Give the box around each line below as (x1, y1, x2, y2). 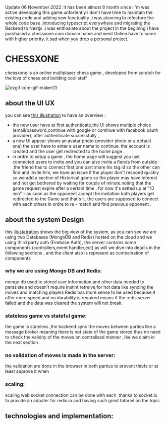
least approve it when (5, 368, 50, 374)
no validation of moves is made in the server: (5, 352, 115, 359)
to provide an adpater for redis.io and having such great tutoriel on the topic (5, 397, 160, 403)
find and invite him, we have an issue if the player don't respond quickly (12, 169, 160, 175)
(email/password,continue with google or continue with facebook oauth (12, 127, 159, 133)
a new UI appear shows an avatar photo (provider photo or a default (12, 138, 151, 144)
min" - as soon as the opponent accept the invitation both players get (12, 190, 155, 196)
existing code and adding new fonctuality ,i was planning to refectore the (5, 15, 154, 20)
